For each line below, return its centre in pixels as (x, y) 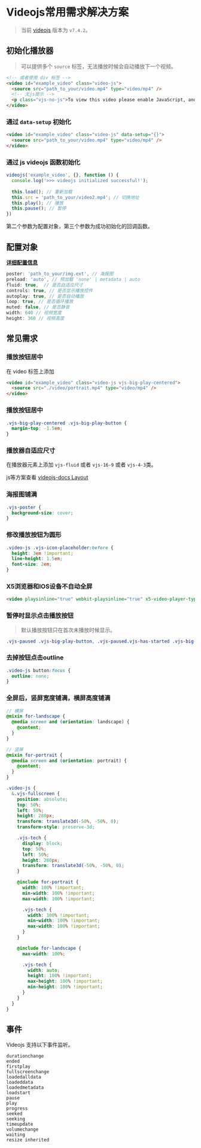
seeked (14, 1114)
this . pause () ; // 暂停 (39, 208)
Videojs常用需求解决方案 (68, 12)
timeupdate (20, 1124)
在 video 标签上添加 (31, 371)
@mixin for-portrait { (34, 755)
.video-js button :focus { (38, 670)
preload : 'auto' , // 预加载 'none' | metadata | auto (73, 279)
